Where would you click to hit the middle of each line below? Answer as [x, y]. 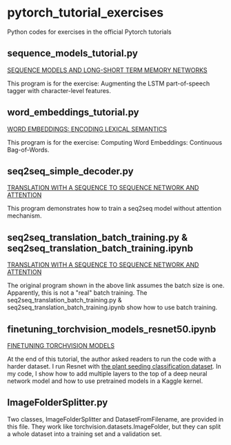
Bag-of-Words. [28, 149]
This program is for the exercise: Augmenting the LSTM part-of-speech [109, 83]
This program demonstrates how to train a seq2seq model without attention [114, 209]
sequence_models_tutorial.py [72, 53]
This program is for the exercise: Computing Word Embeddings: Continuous [115, 142]
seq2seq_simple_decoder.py [70, 171]
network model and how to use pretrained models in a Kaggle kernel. [105, 381]
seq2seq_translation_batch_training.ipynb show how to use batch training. [112, 307]
